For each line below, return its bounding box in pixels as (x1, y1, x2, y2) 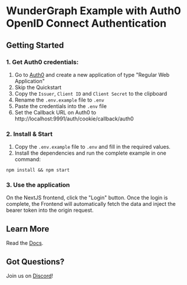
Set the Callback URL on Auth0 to (14, 109, 96, 116)
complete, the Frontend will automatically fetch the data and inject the (6, 201, 176, 208)
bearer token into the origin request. (6, 207, 94, 214)
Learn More (6, 224, 50, 234)
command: (14, 156, 41, 163)
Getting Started (6, 40, 64, 50)
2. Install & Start (6, 130, 53, 138)
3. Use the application (6, 181, 70, 189)
